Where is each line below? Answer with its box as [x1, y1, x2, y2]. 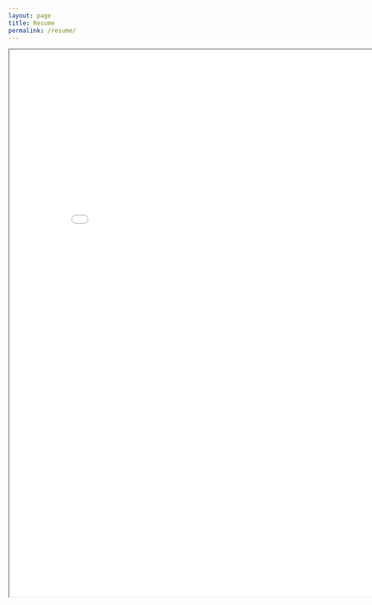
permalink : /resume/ [8, 26, 77, 34]
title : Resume [8, 19, 56, 27]
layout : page [8, 11, 52, 20]
